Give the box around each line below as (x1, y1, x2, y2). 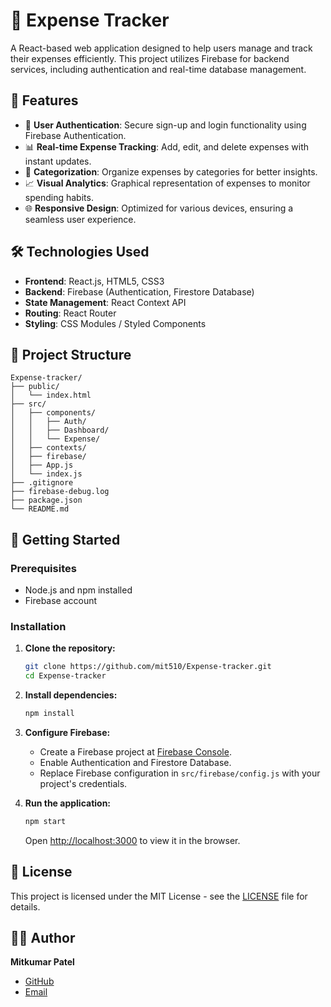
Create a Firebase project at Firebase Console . (39, 745, 232, 758)
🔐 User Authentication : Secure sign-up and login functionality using (24, 119, 307, 131)
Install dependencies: (24, 689, 118, 701)
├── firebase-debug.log (10, 487, 110, 497)
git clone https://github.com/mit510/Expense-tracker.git (24, 662, 272, 672)
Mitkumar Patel (10, 956, 75, 968)
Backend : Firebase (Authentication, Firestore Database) (24, 285, 255, 298)
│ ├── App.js (10, 460, 74, 471)
